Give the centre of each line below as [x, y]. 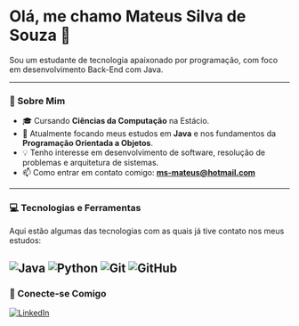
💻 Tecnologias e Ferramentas [75, 208]
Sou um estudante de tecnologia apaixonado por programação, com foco [144, 60]
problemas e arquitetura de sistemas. [90, 163]
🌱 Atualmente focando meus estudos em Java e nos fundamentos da [149, 134]
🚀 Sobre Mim [37, 101]
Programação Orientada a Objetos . [88, 143]
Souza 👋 [40, 35]
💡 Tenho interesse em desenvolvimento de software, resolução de [143, 152]
